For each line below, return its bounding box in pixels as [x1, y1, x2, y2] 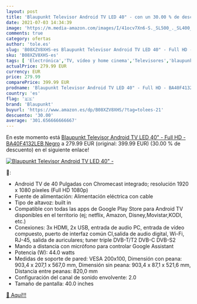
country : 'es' [6, 90, 41, 96]
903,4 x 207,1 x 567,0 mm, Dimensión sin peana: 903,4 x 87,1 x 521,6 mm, [14, 262, 191, 269]
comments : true [6, 31, 43, 36]
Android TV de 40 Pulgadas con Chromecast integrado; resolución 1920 [14, 180, 189, 188]
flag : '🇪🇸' [6, 96, 35, 102]
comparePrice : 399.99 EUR [6, 80, 69, 86]
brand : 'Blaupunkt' [6, 101, 54, 107]
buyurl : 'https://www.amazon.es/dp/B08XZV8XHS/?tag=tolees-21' [6, 107, 164, 113]
